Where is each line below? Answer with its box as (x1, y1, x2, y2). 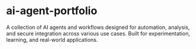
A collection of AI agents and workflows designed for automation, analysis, (6, 24, 190, 31)
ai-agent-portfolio (6, 4, 98, 18)
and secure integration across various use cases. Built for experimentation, (6, 30, 191, 37)
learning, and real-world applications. (6, 36, 98, 43)
